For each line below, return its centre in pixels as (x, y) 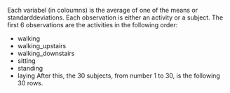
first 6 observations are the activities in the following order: (93, 25)
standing (30, 68)
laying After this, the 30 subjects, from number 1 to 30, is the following (119, 76)
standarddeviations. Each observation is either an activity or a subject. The (115, 17)
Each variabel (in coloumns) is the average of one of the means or (103, 10)
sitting (26, 61)
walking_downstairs (46, 53)
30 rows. (30, 83)
